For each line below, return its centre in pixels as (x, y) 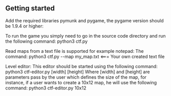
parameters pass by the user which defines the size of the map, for (76, 77)
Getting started (30, 8)
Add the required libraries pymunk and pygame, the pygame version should (84, 20)
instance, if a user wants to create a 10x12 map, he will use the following (81, 82)
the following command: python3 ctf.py (46, 41)
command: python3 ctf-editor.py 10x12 (46, 88)
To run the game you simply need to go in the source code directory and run (86, 36)
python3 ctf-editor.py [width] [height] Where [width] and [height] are (78, 72)
